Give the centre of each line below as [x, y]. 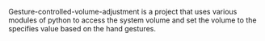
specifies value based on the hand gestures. [82, 29]
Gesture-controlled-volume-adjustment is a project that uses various [123, 12]
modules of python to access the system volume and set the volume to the [132, 20]
